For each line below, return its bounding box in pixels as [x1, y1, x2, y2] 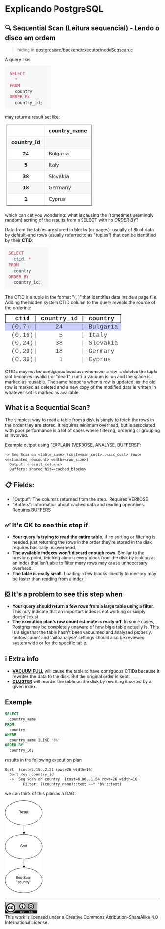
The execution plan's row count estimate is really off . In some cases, [12, 619, 155, 625]
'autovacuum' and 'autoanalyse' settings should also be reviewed [12, 635, 145, 641]
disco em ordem [5, 33, 55, 42]
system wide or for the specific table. [12, 640, 88, 646]
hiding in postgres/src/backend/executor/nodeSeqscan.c [17, 47, 133, 53]
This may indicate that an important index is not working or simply [12, 609, 146, 615]
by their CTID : [5, 237, 33, 243]
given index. [12, 684, 37, 690]
